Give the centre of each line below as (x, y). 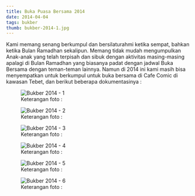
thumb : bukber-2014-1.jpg (37, 28)
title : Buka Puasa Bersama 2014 (45, 11)
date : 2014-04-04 (27, 17)
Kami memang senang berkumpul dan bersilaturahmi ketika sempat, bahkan (98, 44)
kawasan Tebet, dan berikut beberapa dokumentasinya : (74, 82)
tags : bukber (22, 22)
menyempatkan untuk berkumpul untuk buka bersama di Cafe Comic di (92, 75)
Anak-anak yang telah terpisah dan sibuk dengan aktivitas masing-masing (95, 57)
